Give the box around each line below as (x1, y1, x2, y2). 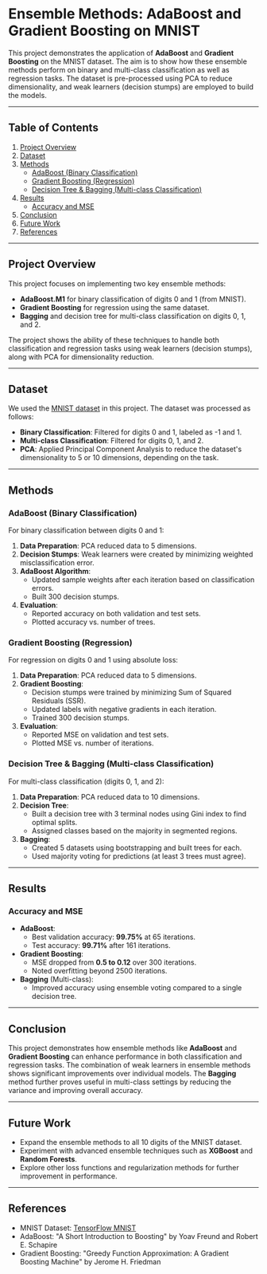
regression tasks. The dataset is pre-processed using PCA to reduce (8, 73, 233, 83)
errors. (31, 584, 54, 593)
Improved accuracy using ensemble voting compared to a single (31, 983, 242, 993)
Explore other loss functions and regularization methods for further (19, 1162, 240, 1172)
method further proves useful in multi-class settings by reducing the (8, 1077, 232, 1087)
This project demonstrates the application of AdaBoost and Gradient (8, 48, 234, 57)
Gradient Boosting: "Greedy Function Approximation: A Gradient (19, 1248, 229, 1258)
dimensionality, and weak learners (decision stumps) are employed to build (8, 81, 254, 92)
